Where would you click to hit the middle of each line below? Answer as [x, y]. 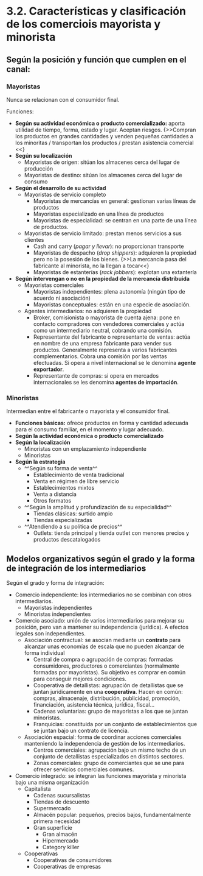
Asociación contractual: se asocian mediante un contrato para [102, 640]
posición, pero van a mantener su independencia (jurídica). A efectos [102, 627]
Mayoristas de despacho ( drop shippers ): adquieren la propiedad [115, 253]
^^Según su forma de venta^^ [61, 468]
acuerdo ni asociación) [62, 298]
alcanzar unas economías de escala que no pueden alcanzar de [104, 646]
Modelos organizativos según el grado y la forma [101, 559]
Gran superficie [53, 827]
